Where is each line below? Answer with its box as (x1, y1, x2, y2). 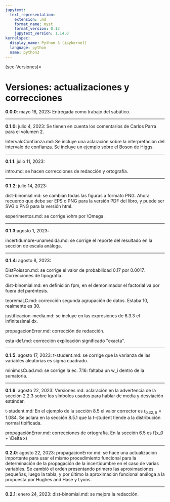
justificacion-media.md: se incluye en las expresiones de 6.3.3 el (5, 313, 140, 319)
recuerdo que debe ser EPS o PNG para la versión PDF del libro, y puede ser (5, 198, 164, 204)
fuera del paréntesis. (5, 288, 49, 294)
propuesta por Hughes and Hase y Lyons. (5, 477, 92, 483)
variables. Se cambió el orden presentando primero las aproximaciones (5, 466, 154, 472)
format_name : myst (14, 21, 53, 27)
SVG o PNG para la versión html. (5, 203, 73, 210)
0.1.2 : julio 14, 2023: (5, 183, 47, 189)
